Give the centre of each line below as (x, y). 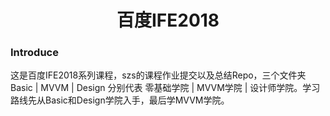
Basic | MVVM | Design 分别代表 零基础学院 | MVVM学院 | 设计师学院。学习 (165, 88)
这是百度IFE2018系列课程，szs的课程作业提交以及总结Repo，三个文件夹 (158, 75)
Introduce (34, 53)
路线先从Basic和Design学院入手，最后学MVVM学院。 (120, 100)
